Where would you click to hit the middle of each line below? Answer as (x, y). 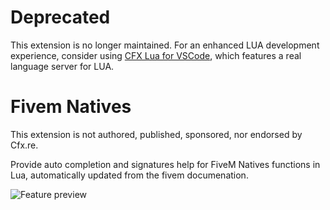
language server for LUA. (62, 66)
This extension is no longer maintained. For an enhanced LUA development (165, 45)
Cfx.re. (24, 145)
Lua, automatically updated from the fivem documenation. (129, 175)
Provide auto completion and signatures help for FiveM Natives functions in (165, 164)
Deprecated (60, 17)
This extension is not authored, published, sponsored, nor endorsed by (156, 134)
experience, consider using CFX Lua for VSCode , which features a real (156, 55)
